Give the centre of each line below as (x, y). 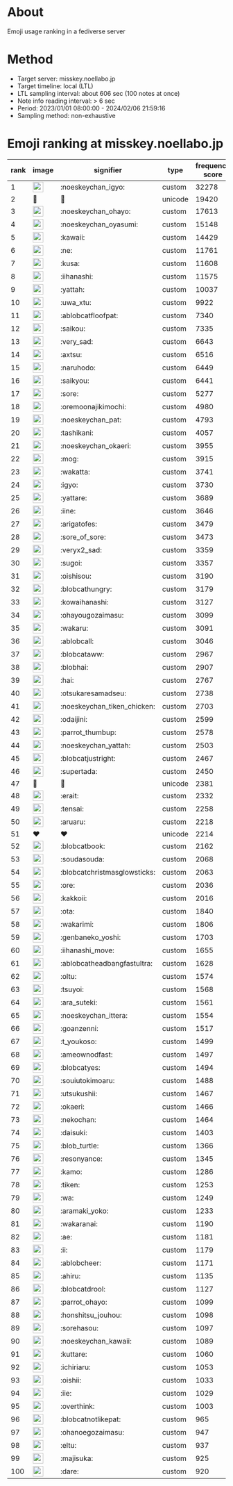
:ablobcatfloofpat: (89, 315)
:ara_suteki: (79, 1002)
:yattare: (74, 497)
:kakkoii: (74, 898)
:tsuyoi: (72, 989)
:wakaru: (74, 628)
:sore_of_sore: (83, 537)
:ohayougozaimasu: (92, 615)
